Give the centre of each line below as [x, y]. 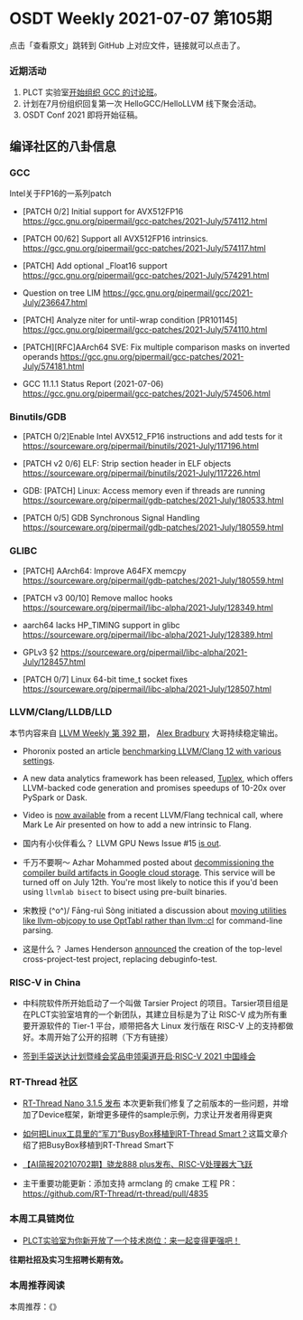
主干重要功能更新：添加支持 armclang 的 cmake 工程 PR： [130, 1183]
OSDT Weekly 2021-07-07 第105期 [141, 19]
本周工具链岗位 [42, 1219]
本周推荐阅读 [37, 1285]
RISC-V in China [45, 982]
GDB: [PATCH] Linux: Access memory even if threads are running [144, 491]
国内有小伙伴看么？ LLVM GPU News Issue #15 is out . [122, 843]
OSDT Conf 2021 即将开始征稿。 [82, 115]
